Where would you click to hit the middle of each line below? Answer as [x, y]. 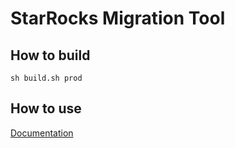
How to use [46, 108]
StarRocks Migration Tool [118, 18]
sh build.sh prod [46, 78]
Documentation [42, 133]
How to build [50, 55]
